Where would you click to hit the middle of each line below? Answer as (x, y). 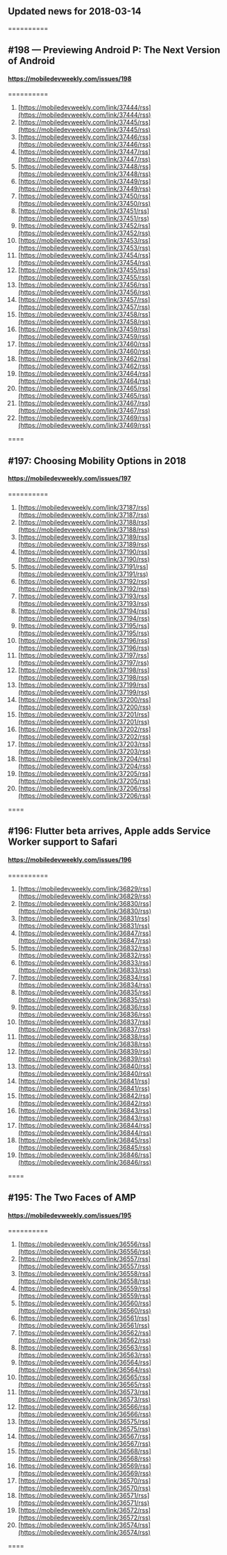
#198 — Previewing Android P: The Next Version (114, 50)
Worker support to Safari (62, 842)
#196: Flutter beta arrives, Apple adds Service (109, 831)
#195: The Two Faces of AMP (72, 1197)
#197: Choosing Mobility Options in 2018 (97, 461)
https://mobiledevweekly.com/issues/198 (70, 79)
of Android (32, 61)
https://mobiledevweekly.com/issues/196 (70, 859)
